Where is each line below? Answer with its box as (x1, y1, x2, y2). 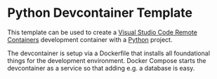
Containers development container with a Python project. (7, 35, 173, 43)
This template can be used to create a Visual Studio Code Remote (7, 28, 198, 36)
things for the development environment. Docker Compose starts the (7, 56, 206, 64)
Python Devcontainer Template (7, 5, 193, 21)
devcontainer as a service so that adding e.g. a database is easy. (7, 64, 195, 72)
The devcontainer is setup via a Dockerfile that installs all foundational (7, 49, 211, 57)
